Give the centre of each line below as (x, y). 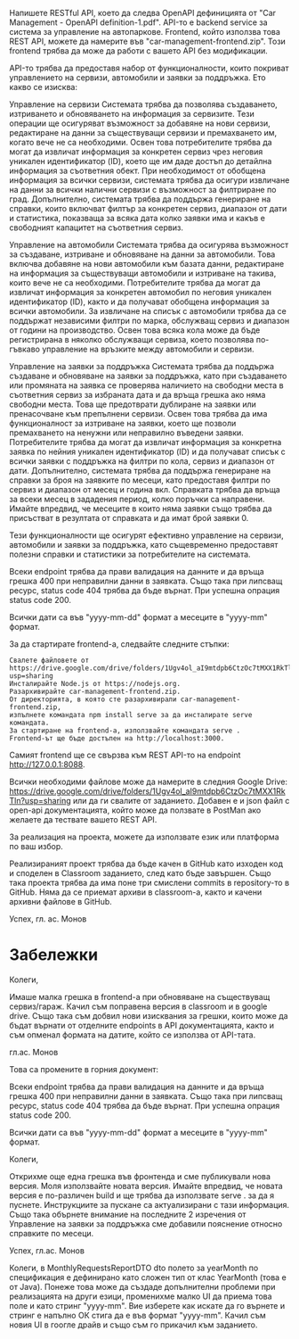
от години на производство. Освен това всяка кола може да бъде (135, 330)
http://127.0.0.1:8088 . (47, 765)
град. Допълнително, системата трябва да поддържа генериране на (140, 199)
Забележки (54, 955)
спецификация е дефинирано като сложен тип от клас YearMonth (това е (148, 1277)
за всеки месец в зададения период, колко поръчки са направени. (137, 499)
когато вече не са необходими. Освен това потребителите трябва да (141, 142)
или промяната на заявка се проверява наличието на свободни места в (146, 385)
